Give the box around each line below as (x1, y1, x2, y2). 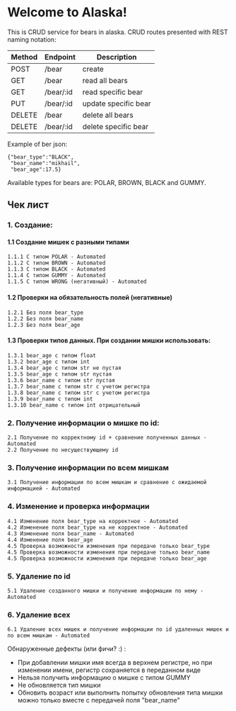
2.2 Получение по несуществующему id (7, 447, 119, 454)
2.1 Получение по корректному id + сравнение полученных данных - (7, 434, 207, 442)
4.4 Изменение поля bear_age (7, 536, 93, 543)
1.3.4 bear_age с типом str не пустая (7, 364, 122, 371)
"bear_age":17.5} (10, 166, 61, 173)
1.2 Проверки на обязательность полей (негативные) (7, 293, 173, 302)
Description (96, 52, 137, 62)
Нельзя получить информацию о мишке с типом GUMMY (17, 673, 191, 682)
